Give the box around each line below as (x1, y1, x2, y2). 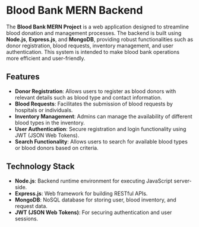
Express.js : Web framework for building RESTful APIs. (14, 190, 148, 197)
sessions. (14, 215, 39, 222)
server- (173, 177, 192, 184)
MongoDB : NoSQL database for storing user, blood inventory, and (14, 196, 176, 203)
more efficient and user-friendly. (6, 55, 86, 62)
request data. (14, 202, 48, 209)
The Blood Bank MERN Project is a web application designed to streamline (6, 23, 189, 30)
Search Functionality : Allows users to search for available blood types (14, 138, 188, 145)
